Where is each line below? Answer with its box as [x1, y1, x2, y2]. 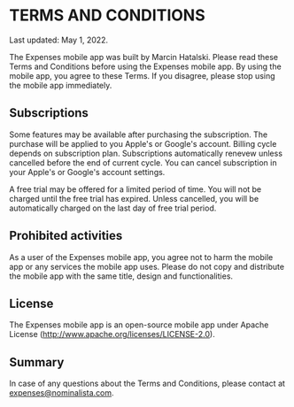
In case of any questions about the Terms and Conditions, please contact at [9, 378, 286, 389]
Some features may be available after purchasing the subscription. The [9, 129, 268, 140]
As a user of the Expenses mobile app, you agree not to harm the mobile [9, 251, 274, 262]
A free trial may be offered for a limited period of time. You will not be [9, 183, 262, 195]
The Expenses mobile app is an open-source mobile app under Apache [9, 319, 269, 330]
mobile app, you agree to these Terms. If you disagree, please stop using [9, 70, 276, 81]
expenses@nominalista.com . [9, 388, 114, 398]
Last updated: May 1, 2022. [9, 35, 109, 45]
